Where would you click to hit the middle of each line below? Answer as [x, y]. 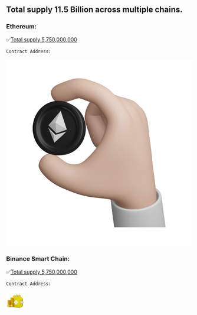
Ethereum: [22, 27]
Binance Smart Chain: [38, 259]
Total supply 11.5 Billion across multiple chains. [94, 10]
